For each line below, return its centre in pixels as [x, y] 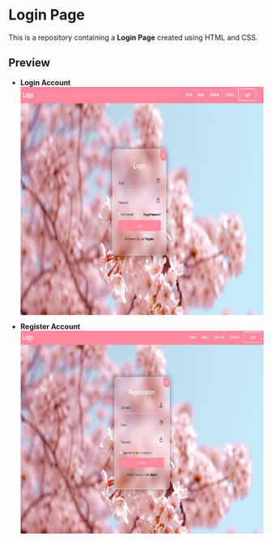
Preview [30, 63]
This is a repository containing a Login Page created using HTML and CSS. [133, 37]
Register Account [50, 326]
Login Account [45, 82]
